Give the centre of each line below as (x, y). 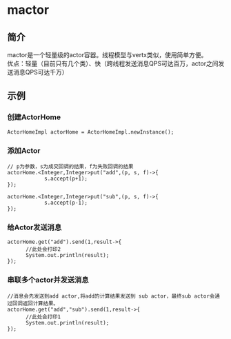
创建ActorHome (34, 117)
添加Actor (24, 150)
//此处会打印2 (43, 249)
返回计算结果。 (40, 303)
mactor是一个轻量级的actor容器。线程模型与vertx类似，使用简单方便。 (107, 55)
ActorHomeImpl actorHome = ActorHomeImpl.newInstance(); (91, 132)
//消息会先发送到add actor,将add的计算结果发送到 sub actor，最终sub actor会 (111, 296)
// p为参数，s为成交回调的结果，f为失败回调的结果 (70, 166)
